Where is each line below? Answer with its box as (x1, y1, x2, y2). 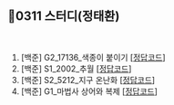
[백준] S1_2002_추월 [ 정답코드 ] (20, 62, 132, 74)
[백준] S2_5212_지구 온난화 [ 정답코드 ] (20, 74, 156, 85)
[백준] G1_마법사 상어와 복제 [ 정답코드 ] (20, 85, 158, 97)
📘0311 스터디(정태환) (7, 8, 120, 24)
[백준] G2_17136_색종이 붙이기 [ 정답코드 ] (20, 52, 166, 62)
